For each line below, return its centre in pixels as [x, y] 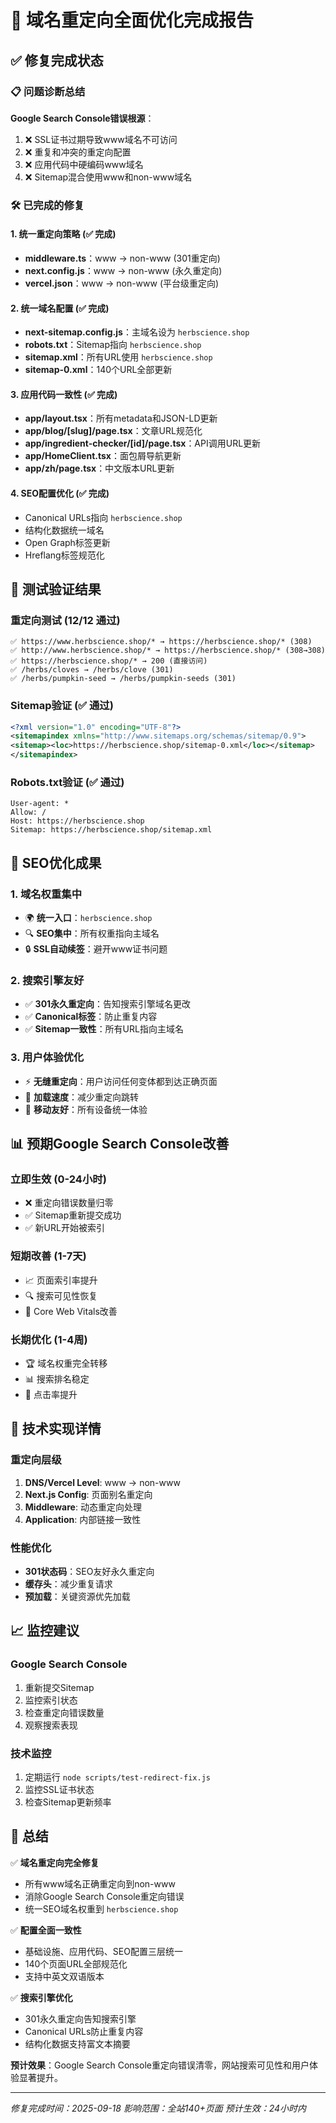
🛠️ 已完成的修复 [47, 205]
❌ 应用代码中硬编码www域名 [84, 164]
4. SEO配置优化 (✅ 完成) [60, 493]
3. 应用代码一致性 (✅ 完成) [64, 394]
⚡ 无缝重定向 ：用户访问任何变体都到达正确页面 [121, 1081]
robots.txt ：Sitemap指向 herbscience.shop [113, 345]
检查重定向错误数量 [64, 1712]
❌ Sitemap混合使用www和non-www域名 [108, 177]
